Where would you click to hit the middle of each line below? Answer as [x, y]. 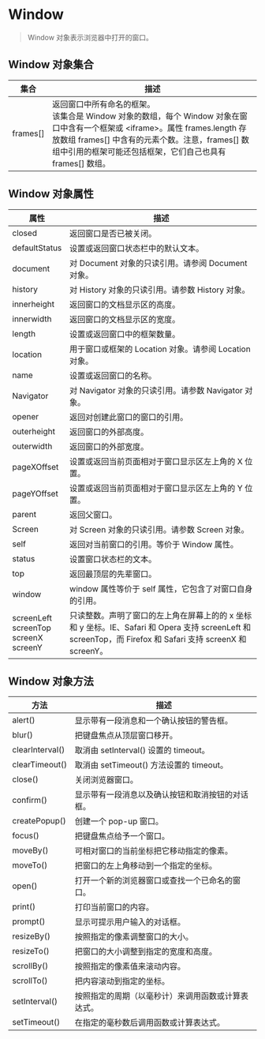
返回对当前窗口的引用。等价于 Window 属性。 [154, 544]
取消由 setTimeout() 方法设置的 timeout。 [151, 765]
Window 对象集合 [51, 65]
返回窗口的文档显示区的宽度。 [125, 319]
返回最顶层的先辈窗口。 [113, 574]
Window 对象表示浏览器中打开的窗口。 [90, 37]
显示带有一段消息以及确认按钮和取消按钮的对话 [161, 795]
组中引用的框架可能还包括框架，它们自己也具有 [139, 152]
